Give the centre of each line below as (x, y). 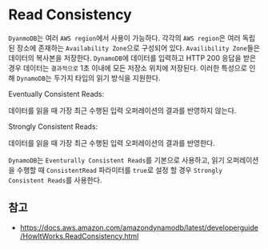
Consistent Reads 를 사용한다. (55, 180)
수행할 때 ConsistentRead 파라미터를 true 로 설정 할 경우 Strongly (119, 170)
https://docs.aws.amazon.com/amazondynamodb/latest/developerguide (139, 227)
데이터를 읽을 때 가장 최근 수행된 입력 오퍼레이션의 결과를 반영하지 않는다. (122, 110)
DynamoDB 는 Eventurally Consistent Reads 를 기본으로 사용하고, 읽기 (117, 160)
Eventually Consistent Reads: (56, 94)
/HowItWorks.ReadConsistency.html (79, 236)
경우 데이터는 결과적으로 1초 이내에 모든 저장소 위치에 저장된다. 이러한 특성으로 (128, 68)
